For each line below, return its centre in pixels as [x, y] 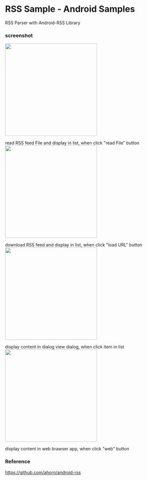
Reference [18, 462]
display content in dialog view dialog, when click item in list [65, 347]
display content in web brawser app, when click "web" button [67, 449]
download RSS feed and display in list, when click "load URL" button [74, 245]
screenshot [19, 35]
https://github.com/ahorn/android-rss [43, 472]
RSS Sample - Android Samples [70, 9]
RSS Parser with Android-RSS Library [43, 23]
